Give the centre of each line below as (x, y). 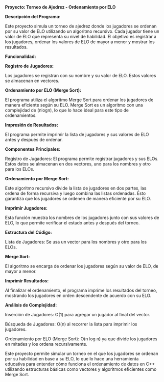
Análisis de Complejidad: (31, 305)
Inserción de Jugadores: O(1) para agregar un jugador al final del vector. (78, 314)
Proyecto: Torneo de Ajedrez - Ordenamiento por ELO (60, 7)
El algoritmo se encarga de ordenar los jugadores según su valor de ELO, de (82, 266)
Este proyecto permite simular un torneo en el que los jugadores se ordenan (82, 354)
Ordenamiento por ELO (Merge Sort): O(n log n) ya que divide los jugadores (81, 339)
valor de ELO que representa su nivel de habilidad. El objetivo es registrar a (81, 37)
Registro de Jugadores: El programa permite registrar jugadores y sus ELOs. (82, 159)
